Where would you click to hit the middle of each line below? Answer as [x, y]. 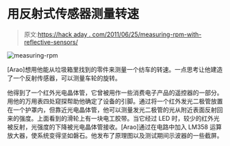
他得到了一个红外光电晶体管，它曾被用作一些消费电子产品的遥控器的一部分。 [115, 93]
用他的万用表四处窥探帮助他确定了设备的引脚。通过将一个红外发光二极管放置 [115, 101]
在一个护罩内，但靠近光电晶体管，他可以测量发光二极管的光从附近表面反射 [112, 110]
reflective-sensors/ [51, 42]
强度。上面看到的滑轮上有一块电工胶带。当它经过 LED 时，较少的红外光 [119, 118]
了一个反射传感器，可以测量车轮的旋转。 [64, 78]
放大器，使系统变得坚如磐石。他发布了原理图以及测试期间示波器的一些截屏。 [115, 135]
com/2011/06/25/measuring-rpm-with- [147, 34]
